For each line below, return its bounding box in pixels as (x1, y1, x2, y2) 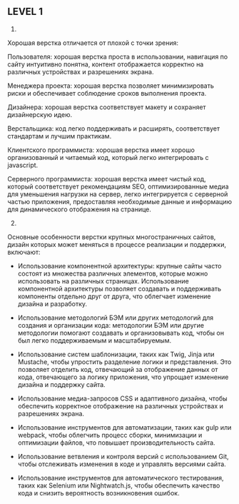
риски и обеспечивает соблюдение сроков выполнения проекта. (7, 89, 207, 97)
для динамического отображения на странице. (7, 205, 152, 213)
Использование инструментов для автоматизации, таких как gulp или (17, 423, 232, 431)
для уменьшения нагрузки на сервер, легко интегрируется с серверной (7, 189, 228, 198)
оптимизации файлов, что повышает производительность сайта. (17, 438, 215, 447)
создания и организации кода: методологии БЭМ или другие (17, 321, 205, 329)
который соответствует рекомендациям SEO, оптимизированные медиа (7, 182, 229, 191)
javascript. (7, 161, 39, 169)
